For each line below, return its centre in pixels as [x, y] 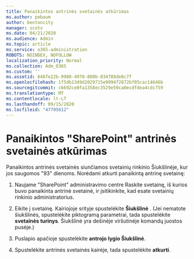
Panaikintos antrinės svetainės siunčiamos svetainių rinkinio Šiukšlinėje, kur [97, 167]
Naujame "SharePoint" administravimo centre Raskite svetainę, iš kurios [101, 185]
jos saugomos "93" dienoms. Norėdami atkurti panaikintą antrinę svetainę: [96, 173]
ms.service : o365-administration [47, 50]
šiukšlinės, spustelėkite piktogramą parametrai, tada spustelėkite [92, 215]
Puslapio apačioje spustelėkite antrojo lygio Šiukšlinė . [80, 238]
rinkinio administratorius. [44, 197]
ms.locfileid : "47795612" [37, 110]
